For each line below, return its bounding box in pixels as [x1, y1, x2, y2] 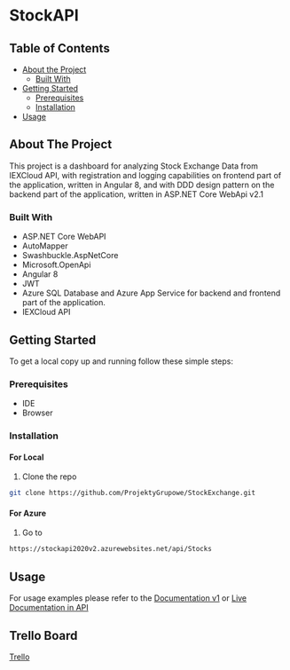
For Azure [9, 508, 47, 518]
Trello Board [9, 627, 78, 643]
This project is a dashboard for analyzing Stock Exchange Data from [9, 161, 259, 171]
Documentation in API [9, 603, 89, 613]
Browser [21, 407, 53, 418]
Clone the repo [21, 471, 77, 482]
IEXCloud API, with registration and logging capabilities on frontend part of [9, 169, 282, 180]
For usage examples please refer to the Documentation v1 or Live [9, 593, 247, 603]
